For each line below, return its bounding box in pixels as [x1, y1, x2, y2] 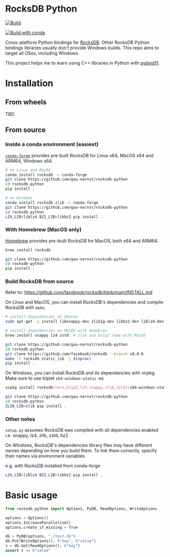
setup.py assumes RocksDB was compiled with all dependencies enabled [5, 427, 158, 433]
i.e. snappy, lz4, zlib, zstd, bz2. [5, 433, 70, 439]
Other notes [5, 415, 35, 423]
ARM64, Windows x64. [5, 158, 53, 164]
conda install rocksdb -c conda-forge [5, 172, 87, 177]
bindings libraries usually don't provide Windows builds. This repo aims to [5, 44, 159, 51]
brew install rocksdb [5, 247, 51, 253]
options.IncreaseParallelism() [5, 520, 71, 525]
